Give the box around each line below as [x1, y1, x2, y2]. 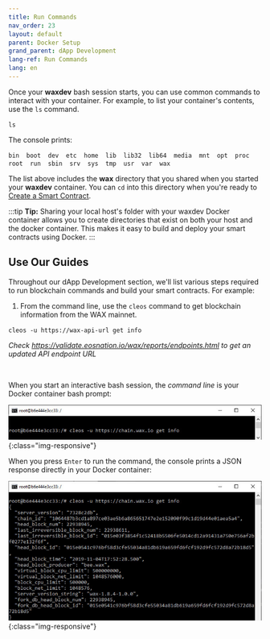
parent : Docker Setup [8, 39, 81, 47]
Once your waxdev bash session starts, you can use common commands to [8, 87, 260, 97]
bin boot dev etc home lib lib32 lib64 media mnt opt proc [8, 151, 250, 160]
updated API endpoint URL [8, 349, 96, 359]
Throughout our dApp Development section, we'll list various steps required [8, 276, 260, 286]
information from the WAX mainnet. [19, 309, 137, 319]
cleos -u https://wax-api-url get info [8, 326, 142, 334]
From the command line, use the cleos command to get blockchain [19, 301, 241, 310]
